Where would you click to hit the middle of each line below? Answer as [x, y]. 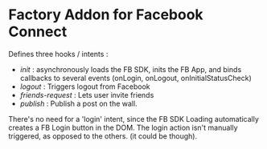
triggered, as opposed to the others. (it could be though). [103, 136]
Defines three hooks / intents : [58, 54]
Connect [38, 32]
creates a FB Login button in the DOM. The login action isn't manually [123, 127]
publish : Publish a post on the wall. [79, 103]
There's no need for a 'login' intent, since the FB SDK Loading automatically [134, 119]
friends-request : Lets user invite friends [87, 95]
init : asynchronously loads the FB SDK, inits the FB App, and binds [131, 69]
